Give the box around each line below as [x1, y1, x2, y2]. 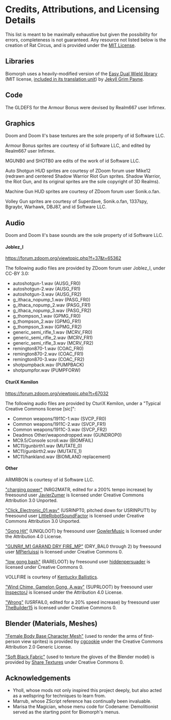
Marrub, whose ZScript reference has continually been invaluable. [12, 698, 152, 704]
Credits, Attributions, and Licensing [5, 4, 160, 15]
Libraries [5, 57, 34, 66]
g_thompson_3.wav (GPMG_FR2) [12, 324, 82, 330]
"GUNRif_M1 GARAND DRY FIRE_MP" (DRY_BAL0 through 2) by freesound [5, 543, 162, 549]
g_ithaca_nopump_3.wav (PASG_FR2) [12, 307, 92, 314]
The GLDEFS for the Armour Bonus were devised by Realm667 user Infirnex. [5, 104, 166, 110]
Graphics [5, 119, 35, 128]
